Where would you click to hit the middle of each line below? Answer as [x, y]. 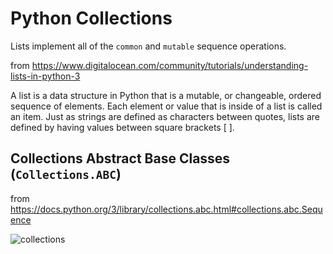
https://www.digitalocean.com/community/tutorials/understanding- [170, 65]
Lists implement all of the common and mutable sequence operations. [148, 46]
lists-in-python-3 [45, 76]
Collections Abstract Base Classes [120, 158]
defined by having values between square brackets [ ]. [122, 127]
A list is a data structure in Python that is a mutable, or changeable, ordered [166, 95]
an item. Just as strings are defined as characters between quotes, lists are [165, 116]
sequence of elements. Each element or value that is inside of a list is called [166, 106]
